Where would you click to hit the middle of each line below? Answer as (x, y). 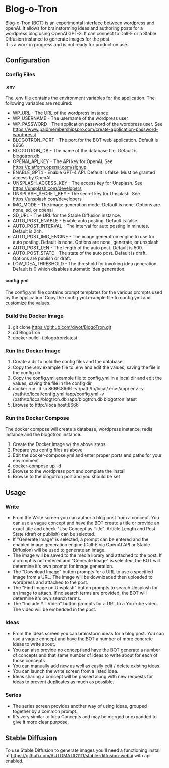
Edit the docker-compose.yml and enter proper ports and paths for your (87, 455)
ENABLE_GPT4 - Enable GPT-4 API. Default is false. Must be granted (84, 172)
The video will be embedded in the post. (54, 609)
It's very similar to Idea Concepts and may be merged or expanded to (85, 716)
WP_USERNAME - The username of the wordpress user (70, 118)
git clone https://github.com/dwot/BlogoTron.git (62, 327)
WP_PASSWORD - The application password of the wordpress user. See (88, 124)
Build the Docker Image (34, 316)
